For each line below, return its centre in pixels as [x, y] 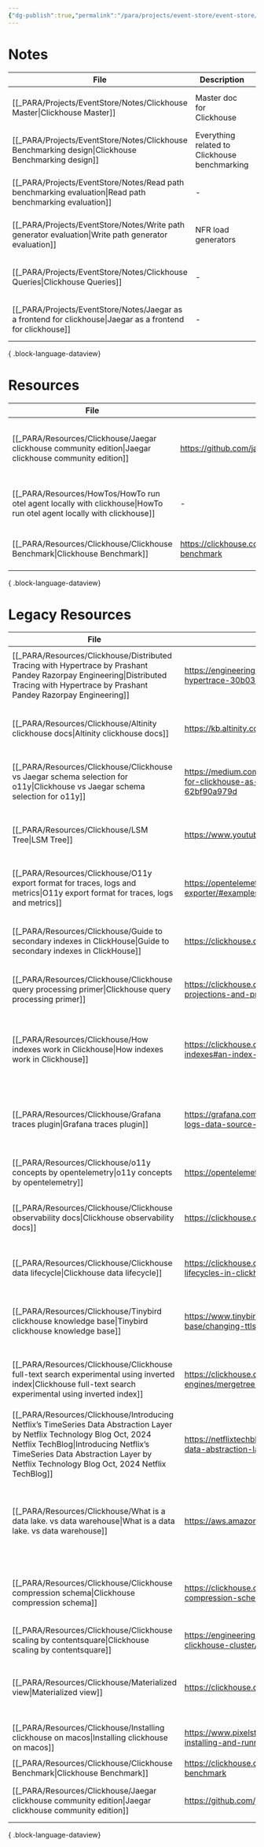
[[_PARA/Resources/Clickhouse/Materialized [94, 1682]
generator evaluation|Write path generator [90, 235]
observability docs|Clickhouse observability [93, 1218]
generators [216, 239]
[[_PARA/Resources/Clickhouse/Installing [88, 1728]
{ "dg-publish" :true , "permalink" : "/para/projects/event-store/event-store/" [135, 15]
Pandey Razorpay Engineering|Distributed [90, 676]
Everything [215, 135]
